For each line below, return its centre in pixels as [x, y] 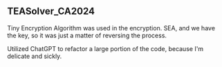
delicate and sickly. [35, 56]
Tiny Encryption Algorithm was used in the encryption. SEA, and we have [111, 28]
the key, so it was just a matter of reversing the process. [87, 35]
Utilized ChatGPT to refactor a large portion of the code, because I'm [105, 48]
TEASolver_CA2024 [51, 11]
